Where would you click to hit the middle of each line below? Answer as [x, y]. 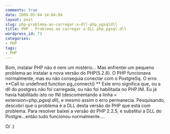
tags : [11, 48]
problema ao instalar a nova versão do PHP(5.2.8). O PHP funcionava [78, 73]
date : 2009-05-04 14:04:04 [34, 15]
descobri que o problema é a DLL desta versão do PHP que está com [78, 105]
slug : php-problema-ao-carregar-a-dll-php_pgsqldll [61, 24]
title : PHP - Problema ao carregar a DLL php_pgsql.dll [66, 29]
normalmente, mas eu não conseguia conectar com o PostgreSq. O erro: [82, 78]
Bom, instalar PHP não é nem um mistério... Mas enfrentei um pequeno [80, 68]
